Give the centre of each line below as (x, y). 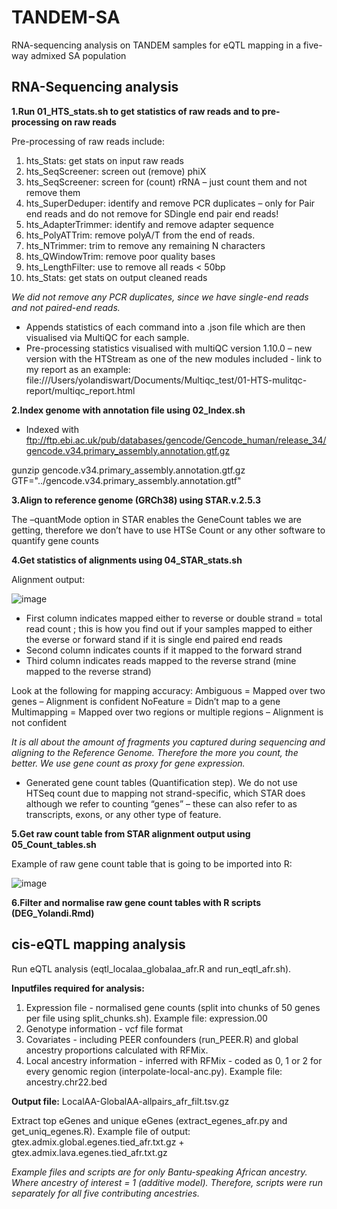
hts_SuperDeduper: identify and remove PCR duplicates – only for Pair (170, 203)
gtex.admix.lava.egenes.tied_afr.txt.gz (89, 1152)
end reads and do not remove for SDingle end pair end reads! (152, 213)
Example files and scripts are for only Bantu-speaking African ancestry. (159, 1172)
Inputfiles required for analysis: (78, 988)
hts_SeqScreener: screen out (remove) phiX (116, 171)
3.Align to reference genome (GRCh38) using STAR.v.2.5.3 (136, 500)
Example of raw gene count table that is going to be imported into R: (152, 863)
